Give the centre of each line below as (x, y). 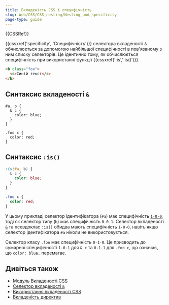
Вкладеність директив (37, 297)
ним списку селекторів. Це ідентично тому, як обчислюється (72, 54)
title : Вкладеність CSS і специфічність (49, 10)
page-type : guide (24, 19)
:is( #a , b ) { (19, 169)
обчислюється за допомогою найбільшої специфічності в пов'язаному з (84, 49)
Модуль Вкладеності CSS (40, 281)
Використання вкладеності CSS (47, 292)
